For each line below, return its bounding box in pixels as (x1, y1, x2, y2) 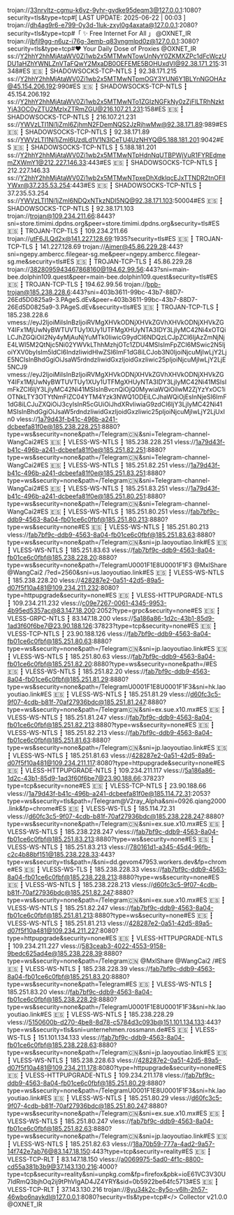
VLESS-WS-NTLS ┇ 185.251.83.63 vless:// (13, 546, 133, 554)
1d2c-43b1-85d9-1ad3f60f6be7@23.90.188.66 (7, 774, 141, 782)
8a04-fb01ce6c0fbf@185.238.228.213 (7, 873, 117, 881)
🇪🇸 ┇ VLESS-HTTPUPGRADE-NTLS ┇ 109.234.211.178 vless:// (7, 1071, 187, 1079)
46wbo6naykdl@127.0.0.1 (7, 1193, 80, 1201)
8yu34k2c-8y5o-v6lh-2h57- (126, 1186, 208, 1193)
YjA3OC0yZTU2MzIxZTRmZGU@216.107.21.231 (7, 105, 143, 113)
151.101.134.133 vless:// (38, 1034, 103, 1041)
